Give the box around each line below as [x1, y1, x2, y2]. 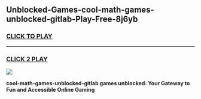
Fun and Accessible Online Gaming [6, 86, 95, 93]
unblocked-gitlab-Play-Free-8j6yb [6, 14, 138, 25]
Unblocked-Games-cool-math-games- [6, 5, 154, 15]
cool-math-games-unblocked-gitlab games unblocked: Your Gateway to [6, 79, 190, 86]
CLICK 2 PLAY [6, 55, 48, 63]
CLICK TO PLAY [6, 32, 53, 41]
